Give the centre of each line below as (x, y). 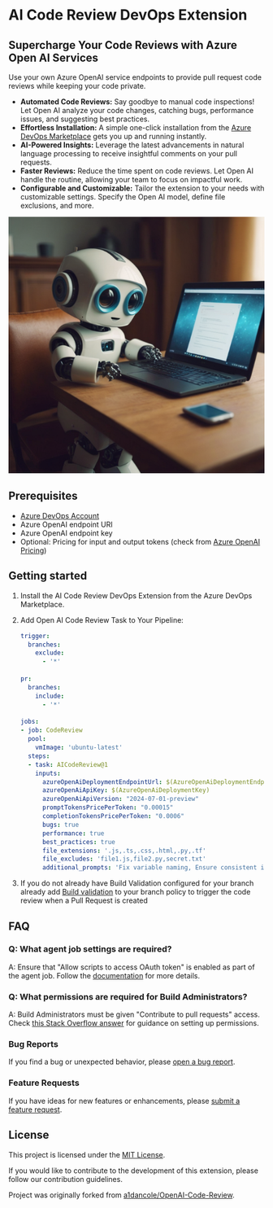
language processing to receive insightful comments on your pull (129, 153)
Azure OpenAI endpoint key (66, 533)
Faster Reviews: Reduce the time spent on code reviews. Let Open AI (137, 171)
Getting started (48, 576)
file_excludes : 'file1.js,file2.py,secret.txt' (124, 859)
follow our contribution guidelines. (66, 1179)
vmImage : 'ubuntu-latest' (79, 747)
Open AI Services (54, 57)
